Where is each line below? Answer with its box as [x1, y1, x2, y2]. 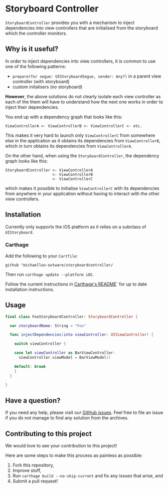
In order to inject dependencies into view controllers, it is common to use [5, 58, 156, 64]
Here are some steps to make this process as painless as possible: [5, 452, 143, 458]
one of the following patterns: [5, 63, 66, 69]
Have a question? [5, 396, 61, 405]
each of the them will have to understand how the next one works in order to [5, 99, 163, 105]
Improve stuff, [12, 467, 42, 473]
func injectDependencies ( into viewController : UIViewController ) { [10, 332, 154, 337]
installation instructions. [5, 286, 55, 292]
